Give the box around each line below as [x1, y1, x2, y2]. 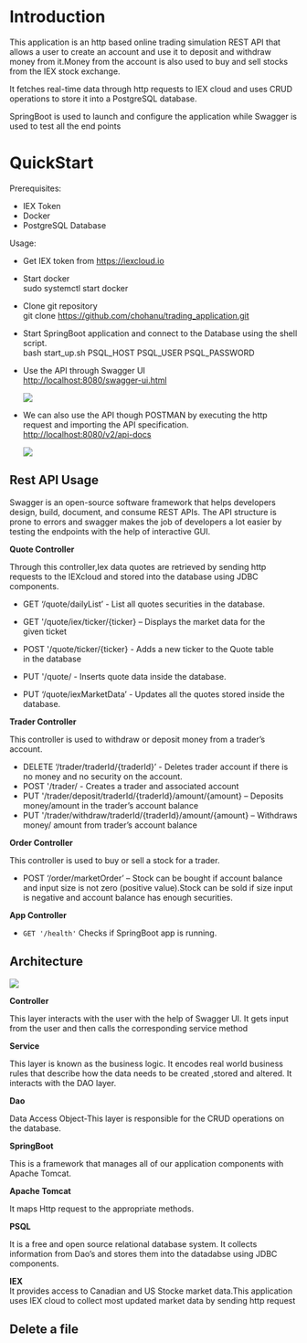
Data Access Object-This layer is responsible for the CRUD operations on [9, 1113, 285, 1124]
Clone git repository [22, 300, 98, 312]
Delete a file [9, 1321, 79, 1337]
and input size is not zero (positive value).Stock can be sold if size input [22, 882, 293, 893]
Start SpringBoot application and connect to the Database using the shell [22, 327, 298, 339]
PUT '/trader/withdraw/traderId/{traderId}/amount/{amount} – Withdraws [22, 809, 298, 820]
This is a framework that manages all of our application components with [9, 1158, 284, 1169]
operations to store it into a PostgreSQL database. [9, 93, 198, 104]
